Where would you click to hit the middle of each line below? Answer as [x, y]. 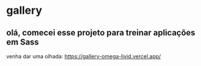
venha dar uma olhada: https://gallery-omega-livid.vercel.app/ [84, 56]
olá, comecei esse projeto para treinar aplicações [101, 33]
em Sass [23, 42]
